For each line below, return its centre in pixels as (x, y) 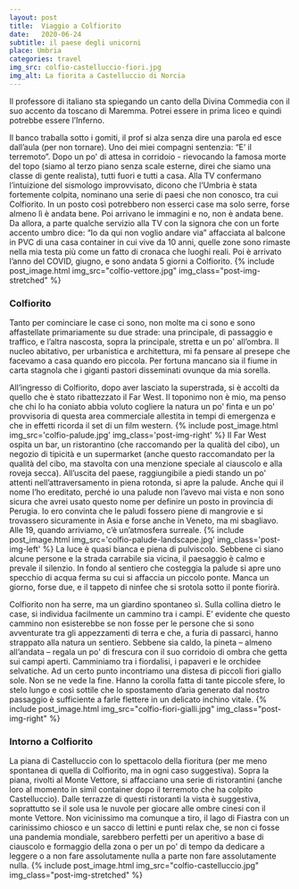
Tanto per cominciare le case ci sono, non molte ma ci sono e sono (133, 323)
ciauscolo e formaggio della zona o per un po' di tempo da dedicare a (137, 847)
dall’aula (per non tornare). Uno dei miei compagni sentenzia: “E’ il (131, 147)
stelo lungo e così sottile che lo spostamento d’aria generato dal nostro (140, 690)
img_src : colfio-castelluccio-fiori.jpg (86, 68)
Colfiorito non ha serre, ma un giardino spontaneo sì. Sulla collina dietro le (145, 605)
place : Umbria (36, 51)
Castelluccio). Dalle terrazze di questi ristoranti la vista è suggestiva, (135, 799)
